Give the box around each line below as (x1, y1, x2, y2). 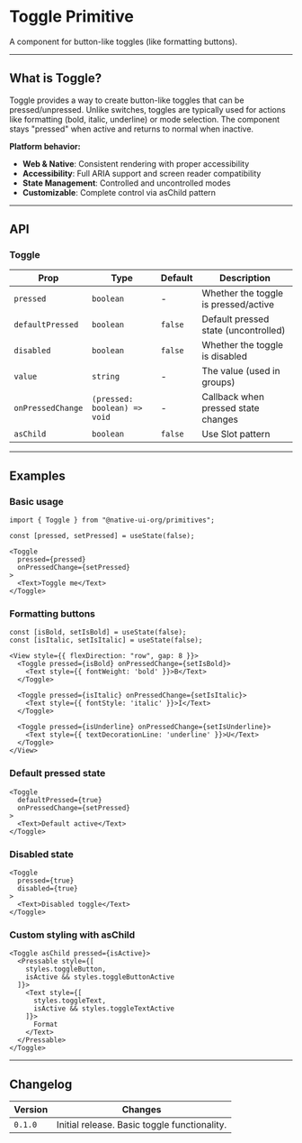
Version (13, 1103, 49, 1116)
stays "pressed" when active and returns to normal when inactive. (9, 123, 254, 134)
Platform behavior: (9, 141, 81, 151)
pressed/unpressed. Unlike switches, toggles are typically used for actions (9, 104, 286, 114)
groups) (201, 376, 235, 389)
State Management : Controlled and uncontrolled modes (22, 178, 231, 188)
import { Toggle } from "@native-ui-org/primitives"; (9, 516, 216, 525)
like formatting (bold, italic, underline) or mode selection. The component (9, 114, 280, 124)
